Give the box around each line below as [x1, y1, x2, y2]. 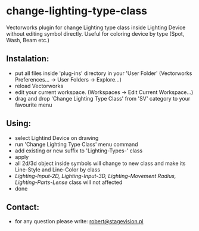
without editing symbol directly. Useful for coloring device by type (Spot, [6, 30, 185, 37]
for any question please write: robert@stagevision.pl [14, 218, 144, 225]
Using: [6, 118, 32, 129]
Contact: [6, 202, 40, 212]
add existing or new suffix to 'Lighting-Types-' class [14, 147, 143, 154]
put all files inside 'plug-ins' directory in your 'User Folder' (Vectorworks [14, 70, 192, 77]
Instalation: [6, 54, 49, 64]
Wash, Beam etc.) [6, 36, 49, 43]
